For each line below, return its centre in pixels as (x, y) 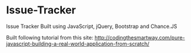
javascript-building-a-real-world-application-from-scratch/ (78, 44)
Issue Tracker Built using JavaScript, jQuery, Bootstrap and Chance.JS (92, 26)
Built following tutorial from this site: (50, 37)
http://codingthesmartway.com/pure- (140, 37)
